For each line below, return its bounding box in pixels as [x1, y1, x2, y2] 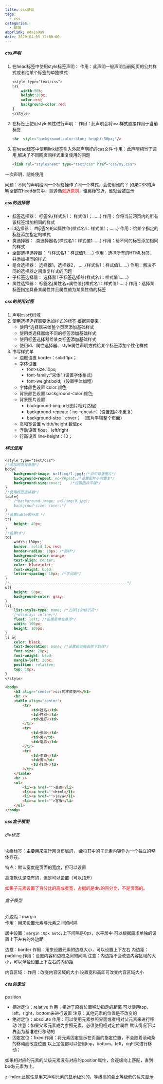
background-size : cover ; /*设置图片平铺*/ [14, 480, 101, 486]
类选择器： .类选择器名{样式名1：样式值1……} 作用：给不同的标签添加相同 [12, 238, 159, 243]
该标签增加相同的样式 [12, 219, 55, 225]
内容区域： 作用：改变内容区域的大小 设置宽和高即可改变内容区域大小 [5, 969, 144, 975]
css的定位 [5, 981, 25, 987]
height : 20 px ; [21, 93, 48, 98]
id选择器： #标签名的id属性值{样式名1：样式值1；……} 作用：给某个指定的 [12, 225, 159, 231]
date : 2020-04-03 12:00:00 [5, 35, 60, 40]
